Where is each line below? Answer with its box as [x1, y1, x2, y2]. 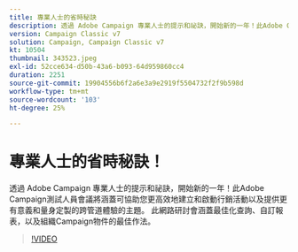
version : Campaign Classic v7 [9, 29, 122, 38]
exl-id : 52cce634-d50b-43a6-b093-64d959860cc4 [9, 63, 184, 72]
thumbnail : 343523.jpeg [9, 54, 98, 63]
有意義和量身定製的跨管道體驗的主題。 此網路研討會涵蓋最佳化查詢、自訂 [9, 205, 276, 216]
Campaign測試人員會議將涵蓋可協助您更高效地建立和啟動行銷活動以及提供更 [9, 194, 288, 204]
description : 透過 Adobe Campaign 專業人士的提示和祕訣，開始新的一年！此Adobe [9, 21, 284, 30]
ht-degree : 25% [9, 103, 66, 112]
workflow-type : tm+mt [9, 87, 90, 95]
